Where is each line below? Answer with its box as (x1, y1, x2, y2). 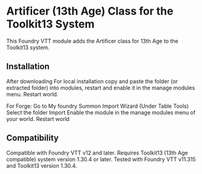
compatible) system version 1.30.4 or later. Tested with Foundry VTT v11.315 (6, 155, 196, 162)
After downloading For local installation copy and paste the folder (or (6, 77, 178, 85)
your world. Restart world (6, 115, 70, 122)
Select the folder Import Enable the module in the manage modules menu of (6, 108, 196, 116)
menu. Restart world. (6, 90, 59, 98)
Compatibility (6, 133, 59, 144)
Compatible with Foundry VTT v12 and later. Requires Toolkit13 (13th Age (6, 149, 188, 156)
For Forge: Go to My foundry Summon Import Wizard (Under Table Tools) (6, 102, 189, 110)
